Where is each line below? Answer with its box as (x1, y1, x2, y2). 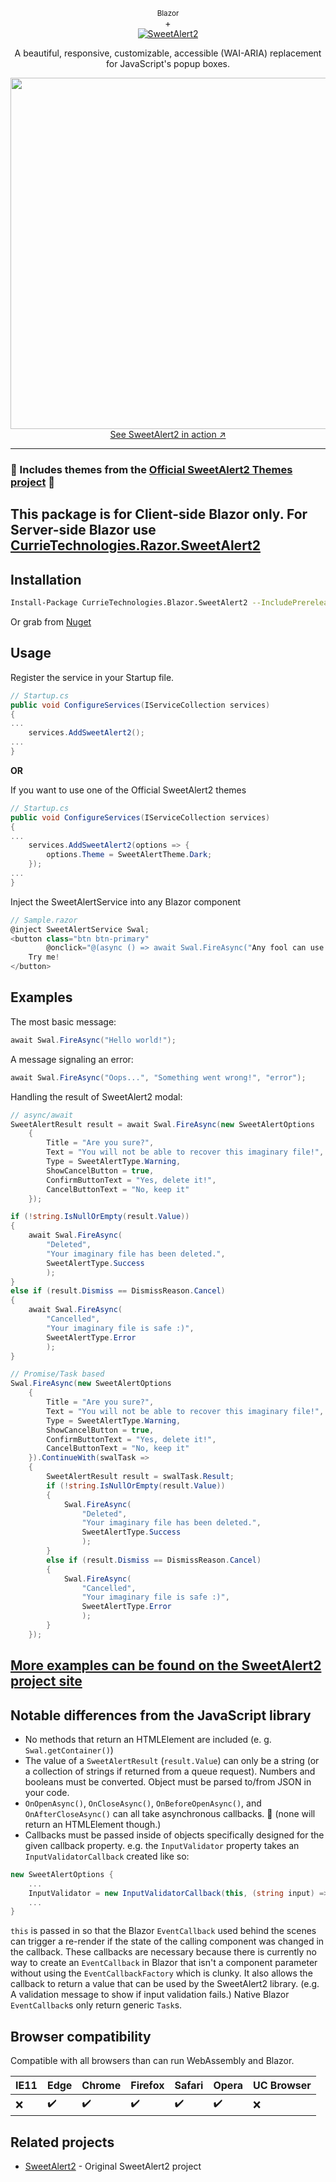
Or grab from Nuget (10, 616, 92, 628)
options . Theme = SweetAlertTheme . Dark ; (46, 850, 213, 860)
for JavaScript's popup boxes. (105, 58, 231, 69)
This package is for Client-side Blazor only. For (10, 506, 308, 523)
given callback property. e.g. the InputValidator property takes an (24, 1839, 300, 1851)
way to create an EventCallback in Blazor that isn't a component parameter (10, 1957, 318, 1969)
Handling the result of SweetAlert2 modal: (10, 1090, 183, 1103)
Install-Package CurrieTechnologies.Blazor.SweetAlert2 (10, 598, 248, 608)
